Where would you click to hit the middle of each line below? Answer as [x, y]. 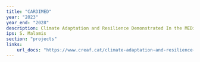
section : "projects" [32, 39]
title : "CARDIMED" [29, 12]
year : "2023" [22, 17]
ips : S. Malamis [26, 34]
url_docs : [29, 50]
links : [14, 45]
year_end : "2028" [28, 22]
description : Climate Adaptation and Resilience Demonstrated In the [94, 28]
